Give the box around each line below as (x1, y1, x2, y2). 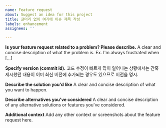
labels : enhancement (5, 21, 48, 27)
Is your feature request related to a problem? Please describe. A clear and (5, 44, 161, 50)
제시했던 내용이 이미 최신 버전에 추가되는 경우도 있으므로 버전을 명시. (5, 71, 138, 78)
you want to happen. (5, 87, 47, 93)
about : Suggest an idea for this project (5, 12, 93, 17)
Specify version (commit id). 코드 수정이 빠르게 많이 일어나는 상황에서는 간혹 (5, 65, 159, 71)
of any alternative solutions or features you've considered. (5, 102, 126, 108)
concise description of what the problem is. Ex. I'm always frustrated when (5, 50, 159, 56)
